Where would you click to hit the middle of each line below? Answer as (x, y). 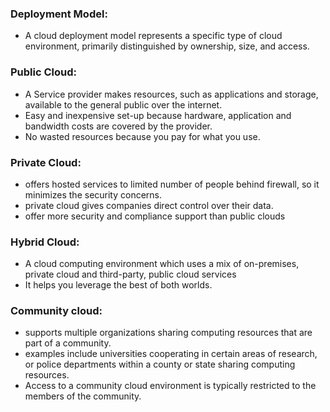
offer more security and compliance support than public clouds (155, 216)
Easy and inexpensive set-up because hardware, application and (158, 115)
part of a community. (68, 343)
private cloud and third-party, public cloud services (130, 274)
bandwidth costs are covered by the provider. (118, 126)
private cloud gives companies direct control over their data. (149, 205)
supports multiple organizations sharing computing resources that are (168, 333)
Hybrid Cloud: (45, 242)
